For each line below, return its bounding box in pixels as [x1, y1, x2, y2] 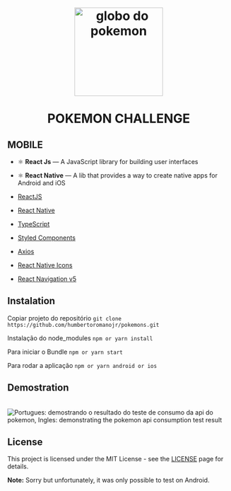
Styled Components [17, 233, 76, 242]
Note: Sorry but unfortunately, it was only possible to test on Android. [7, 476, 210, 485]
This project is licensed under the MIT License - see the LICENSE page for [7, 455, 224, 463]
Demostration [7, 382, 69, 394]
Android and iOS [17, 179, 66, 187]
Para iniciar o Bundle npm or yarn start [7, 347, 124, 356]
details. [7, 462, 29, 470]
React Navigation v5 [17, 275, 76, 283]
